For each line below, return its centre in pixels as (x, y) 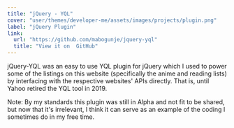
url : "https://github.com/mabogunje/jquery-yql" (86, 40)
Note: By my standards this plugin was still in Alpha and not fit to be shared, (116, 102)
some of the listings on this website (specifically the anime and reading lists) (117, 73)
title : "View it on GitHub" (56, 46)
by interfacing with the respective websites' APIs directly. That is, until (108, 81)
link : (15, 33)
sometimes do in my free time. (51, 117)
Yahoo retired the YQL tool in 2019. (57, 88)
